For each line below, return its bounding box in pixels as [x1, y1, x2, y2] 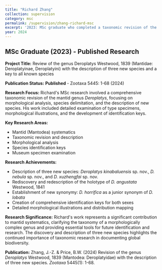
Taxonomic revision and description [12, 134, 83, 140]
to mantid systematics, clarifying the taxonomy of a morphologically [5, 219, 140, 225]
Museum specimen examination [12, 150, 76, 155]
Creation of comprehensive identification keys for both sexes [12, 200, 134, 205]
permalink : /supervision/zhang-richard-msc [5, 20, 94, 26]
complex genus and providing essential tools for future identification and [5, 224, 150, 230]
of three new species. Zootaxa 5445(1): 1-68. [5, 259, 95, 265]
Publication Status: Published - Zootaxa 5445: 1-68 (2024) [5, 80, 124, 86]
